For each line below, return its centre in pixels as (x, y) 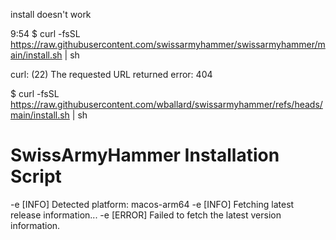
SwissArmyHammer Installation (145, 155)
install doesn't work (51, 14)
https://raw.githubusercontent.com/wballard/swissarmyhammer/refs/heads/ (166, 104)
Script (36, 176)
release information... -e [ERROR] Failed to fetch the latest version (146, 215)
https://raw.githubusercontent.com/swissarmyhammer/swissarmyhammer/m (168, 44)
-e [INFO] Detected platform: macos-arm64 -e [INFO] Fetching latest (152, 204)
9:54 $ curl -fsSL (45, 33)
